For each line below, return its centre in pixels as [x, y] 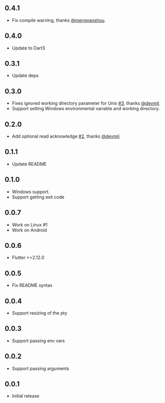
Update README [29, 164]
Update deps [25, 76]
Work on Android [29, 230]
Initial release [25, 396]
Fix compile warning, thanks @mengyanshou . [59, 20]
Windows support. [31, 192]
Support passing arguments [40, 368]
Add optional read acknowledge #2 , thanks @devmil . [66, 136]
